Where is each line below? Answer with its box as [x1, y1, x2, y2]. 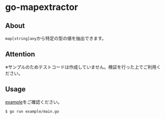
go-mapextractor [5, 1, 78, 13]
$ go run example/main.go [5, 109, 59, 114]
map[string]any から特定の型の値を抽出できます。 [5, 35, 106, 41]
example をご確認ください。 [5, 99, 62, 105]
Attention [5, 50, 35, 58]
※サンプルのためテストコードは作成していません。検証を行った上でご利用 [5, 64, 156, 70]
